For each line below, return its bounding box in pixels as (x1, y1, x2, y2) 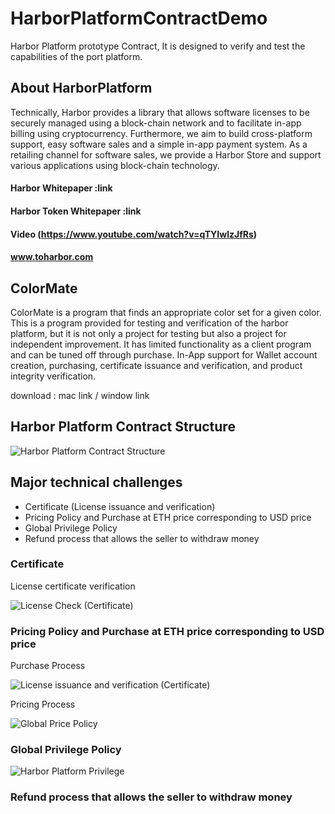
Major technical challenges (10, 474, 183, 491)
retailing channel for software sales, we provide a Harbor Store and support (10, 148, 322, 161)
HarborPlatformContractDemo (10, 7, 268, 30)
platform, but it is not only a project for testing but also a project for (10, 327, 287, 339)
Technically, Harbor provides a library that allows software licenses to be (10, 106, 310, 118)
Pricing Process (10, 698, 76, 711)
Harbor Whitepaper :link (10, 182, 113, 194)
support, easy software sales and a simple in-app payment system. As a (10, 138, 308, 150)
